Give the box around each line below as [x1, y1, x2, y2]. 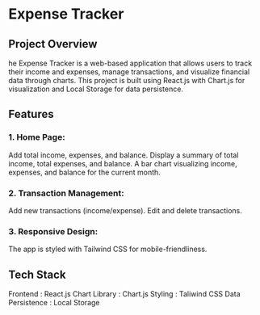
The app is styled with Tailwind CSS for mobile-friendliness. [8, 244, 208, 254]
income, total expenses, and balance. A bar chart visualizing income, [8, 158, 237, 168]
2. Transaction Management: [8, 187, 124, 199]
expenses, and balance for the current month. [8, 167, 161, 177]
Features [8, 107, 54, 121]
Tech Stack [8, 267, 66, 281]
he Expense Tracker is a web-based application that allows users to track [8, 58, 253, 68]
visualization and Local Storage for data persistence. [8, 84, 184, 94]
